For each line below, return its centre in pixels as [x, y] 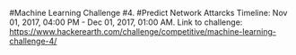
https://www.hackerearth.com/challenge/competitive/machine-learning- [143, 31]
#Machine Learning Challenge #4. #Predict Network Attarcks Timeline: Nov [148, 13]
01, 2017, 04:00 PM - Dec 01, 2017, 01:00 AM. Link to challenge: [126, 22]
